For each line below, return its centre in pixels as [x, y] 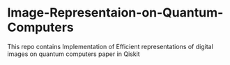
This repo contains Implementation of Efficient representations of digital [110, 46]
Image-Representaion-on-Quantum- [115, 13]
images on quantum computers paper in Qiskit [74, 54]
